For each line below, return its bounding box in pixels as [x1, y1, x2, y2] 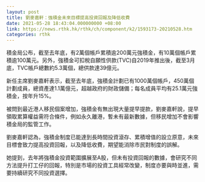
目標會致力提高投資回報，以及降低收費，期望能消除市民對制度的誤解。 [6, 141, 183, 149]
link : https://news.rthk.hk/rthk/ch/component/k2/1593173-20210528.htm [6, 26, 192, 32]
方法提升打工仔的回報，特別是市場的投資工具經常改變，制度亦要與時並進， [6, 162, 193, 169]
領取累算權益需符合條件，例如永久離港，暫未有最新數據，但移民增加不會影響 [6, 113, 199, 121]
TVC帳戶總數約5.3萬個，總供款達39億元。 [16, 65, 123, 72]
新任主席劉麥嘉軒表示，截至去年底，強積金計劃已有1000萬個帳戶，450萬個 [6, 77, 195, 85]
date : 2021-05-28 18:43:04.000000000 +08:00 [6, 20, 121, 26]
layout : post [6, 9, 40, 15]
